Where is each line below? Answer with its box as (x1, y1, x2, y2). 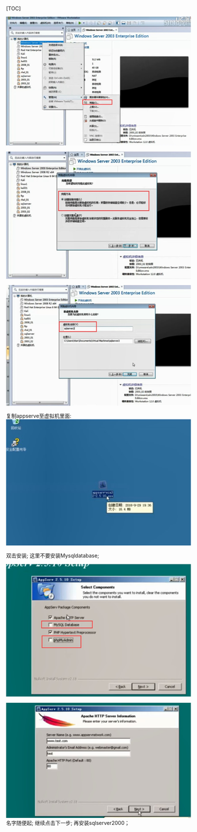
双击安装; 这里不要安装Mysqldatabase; (6, 552, 100, 559)
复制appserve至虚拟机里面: (6, 412, 72, 420)
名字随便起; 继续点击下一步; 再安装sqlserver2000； (6, 820, 130, 827)
